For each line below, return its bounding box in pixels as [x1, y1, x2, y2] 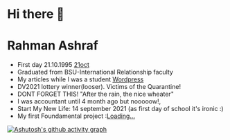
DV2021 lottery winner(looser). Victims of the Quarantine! [17, 83, 182, 91]
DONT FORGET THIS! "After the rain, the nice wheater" [17, 90, 175, 99]
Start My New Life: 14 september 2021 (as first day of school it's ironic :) [17, 105, 224, 113]
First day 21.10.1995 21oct [17, 61, 90, 69]
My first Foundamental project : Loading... [17, 112, 136, 120]
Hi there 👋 [7, 6, 64, 22]
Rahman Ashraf [7, 38, 98, 54]
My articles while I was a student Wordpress [17, 75, 144, 83]
